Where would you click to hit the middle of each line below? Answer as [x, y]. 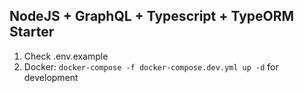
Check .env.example [66, 56]
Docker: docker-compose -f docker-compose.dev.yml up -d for [151, 66]
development [51, 77]
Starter [32, 32]
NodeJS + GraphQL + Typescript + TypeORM [152, 16]
